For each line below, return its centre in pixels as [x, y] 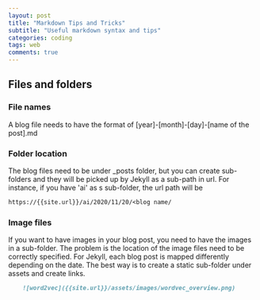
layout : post [30, 15]
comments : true [33, 52]
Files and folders [50, 85]
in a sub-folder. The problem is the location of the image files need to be [126, 248]
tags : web [25, 45]
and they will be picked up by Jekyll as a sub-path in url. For [131, 179]
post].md [23, 133]
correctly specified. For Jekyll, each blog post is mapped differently [119, 257]
